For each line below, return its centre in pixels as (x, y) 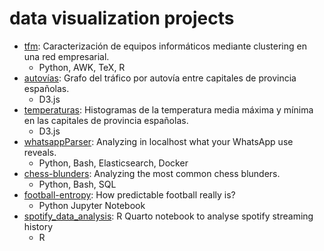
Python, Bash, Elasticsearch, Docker (113, 163)
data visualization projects (122, 18)
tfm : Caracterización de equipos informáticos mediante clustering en (165, 46)
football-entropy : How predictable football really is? (129, 194)
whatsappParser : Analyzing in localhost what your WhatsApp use (158, 141)
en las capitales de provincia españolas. (106, 120)
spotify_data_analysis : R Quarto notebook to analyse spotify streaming (168, 216)
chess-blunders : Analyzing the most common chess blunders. (152, 173)
